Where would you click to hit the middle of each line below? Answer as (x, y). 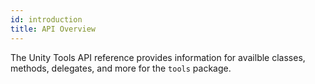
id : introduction (46, 19)
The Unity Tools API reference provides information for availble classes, (158, 57)
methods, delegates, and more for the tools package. (121, 68)
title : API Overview (53, 29)
